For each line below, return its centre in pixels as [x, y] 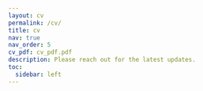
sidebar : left [38, 74]
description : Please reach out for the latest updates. [102, 60]
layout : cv [26, 15]
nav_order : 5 [30, 45]
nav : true [24, 38]
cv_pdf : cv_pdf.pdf [40, 52]
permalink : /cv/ [35, 23]
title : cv [24, 30]
